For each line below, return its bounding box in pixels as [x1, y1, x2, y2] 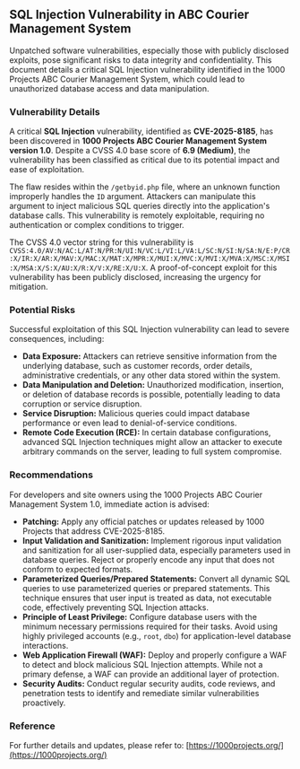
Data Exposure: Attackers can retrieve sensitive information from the [21, 351, 278, 362]
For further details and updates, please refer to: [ [9, 740, 190, 750]
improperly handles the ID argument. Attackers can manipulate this [9, 191, 257, 202]
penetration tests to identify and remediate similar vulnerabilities [21, 687, 260, 698]
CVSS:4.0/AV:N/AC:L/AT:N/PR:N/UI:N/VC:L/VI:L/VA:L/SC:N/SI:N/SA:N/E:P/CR [9, 247, 291, 256]
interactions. [21, 640, 69, 651]
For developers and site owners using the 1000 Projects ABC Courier [9, 489, 262, 500]
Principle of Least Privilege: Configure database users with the [21, 611, 258, 622]
